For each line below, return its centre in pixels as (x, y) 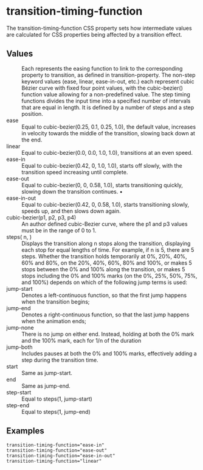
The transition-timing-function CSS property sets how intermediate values (99, 28)
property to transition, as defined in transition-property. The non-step (108, 75)
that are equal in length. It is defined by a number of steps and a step (108, 107)
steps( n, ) (19, 237)
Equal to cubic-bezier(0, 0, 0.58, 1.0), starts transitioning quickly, (102, 185)
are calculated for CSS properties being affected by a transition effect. (94, 34)
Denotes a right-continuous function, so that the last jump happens (105, 315)
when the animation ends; (54, 321)
